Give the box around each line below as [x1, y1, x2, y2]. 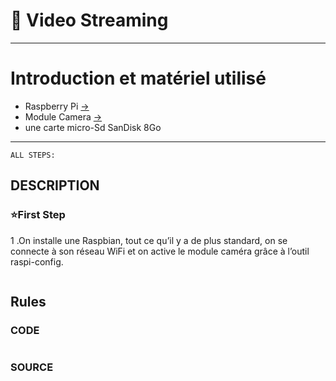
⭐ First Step [10, 208, 66, 222]
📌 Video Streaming [10, 9, 169, 32]
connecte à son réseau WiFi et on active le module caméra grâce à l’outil [10, 245, 310, 257]
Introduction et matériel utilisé [10, 67, 267, 90]
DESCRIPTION [10, 177, 100, 194]
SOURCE [10, 360, 54, 374]
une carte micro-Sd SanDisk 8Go [24, 121, 162, 133]
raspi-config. [10, 255, 64, 268]
